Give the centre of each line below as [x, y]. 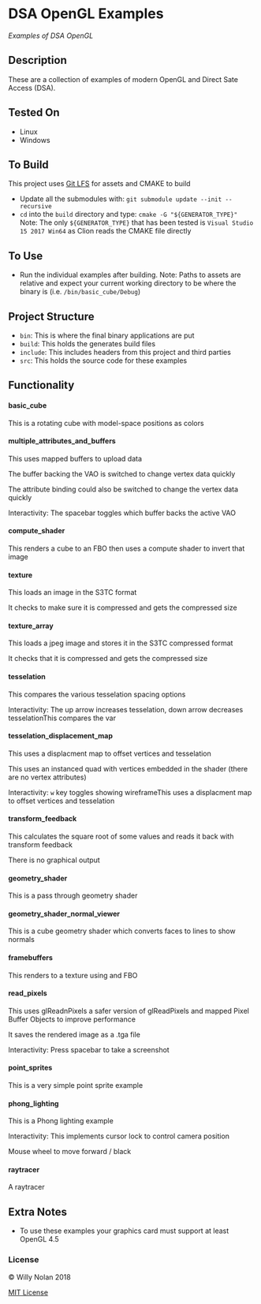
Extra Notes [37, 1212]
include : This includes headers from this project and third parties [125, 352]
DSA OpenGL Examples [86, 14]
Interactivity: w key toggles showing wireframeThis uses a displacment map [130, 792]
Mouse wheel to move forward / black [70, 1152]
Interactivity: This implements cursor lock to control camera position [119, 1136]
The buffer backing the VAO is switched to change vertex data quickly [122, 473]
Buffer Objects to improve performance [72, 1019]
